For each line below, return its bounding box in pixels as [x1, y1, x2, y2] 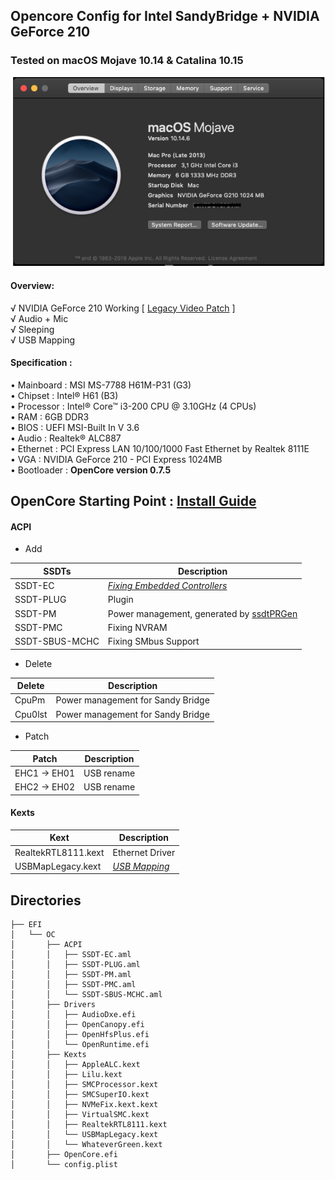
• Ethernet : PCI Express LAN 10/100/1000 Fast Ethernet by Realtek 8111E [10, 442, 310, 454]
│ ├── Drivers [10, 1000, 97, 1010]
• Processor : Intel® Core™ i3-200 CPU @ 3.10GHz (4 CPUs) [10, 400, 257, 412]
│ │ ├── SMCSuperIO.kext [10, 1090, 150, 1100]
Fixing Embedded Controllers [107, 580, 228, 592]
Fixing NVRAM [107, 621, 168, 633]
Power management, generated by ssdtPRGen [107, 607, 298, 619]
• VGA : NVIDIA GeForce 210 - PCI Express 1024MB [10, 453, 223, 465]
